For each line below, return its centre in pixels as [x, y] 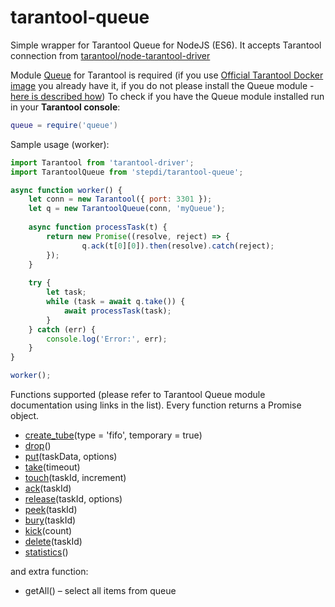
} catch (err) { [62, 329]
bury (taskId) [50, 520]
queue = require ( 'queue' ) [64, 125]
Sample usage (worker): [60, 144]
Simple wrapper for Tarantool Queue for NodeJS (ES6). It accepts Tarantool [166, 45]
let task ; [66, 292]
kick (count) [48, 531]
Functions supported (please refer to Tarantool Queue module [138, 395]
